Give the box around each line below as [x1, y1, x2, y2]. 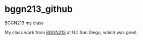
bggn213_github [4, 3, 73, 15]
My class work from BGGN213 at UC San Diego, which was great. [4, 29, 138, 35]
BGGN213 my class [4, 20, 44, 26]
